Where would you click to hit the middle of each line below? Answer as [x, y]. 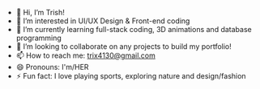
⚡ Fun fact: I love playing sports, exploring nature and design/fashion [131, 76]
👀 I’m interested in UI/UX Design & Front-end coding [103, 21]
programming [39, 38]
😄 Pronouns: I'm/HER [52, 67]
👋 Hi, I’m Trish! [40, 12]
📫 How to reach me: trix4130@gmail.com [86, 55]
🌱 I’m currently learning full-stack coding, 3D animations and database [134, 29]
